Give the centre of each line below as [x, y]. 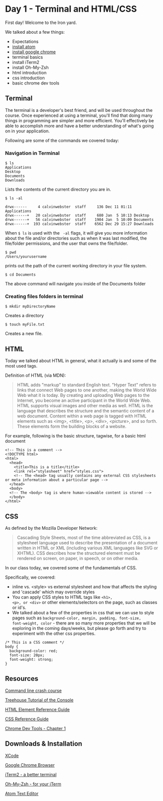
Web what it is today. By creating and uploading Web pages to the [83, 395]
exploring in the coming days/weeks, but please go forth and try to [79, 628]
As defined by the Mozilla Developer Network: [51, 528]
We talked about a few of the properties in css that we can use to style [83, 612]
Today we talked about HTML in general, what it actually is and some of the [81, 361]
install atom [24, 46]
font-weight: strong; [31, 659]
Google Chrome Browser [30, 765]
